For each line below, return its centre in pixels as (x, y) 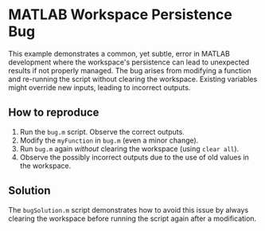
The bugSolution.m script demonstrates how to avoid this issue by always (129, 209)
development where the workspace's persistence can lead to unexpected (129, 62)
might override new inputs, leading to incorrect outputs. (99, 87)
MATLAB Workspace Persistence (120, 15)
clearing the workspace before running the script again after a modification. (132, 218)
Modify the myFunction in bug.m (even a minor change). (109, 140)
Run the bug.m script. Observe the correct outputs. (102, 131)
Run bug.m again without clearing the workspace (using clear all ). (129, 148)
